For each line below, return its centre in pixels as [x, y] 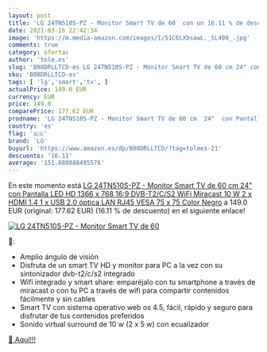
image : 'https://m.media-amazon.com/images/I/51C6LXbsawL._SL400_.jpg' [129, 38]
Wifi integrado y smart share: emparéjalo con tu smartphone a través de [137, 282]
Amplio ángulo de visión [59, 257]
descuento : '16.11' [41, 155]
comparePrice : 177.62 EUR [51, 112]
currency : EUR [32, 97]
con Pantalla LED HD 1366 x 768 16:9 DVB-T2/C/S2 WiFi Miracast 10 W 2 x [130, 194]
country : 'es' [32, 126]
